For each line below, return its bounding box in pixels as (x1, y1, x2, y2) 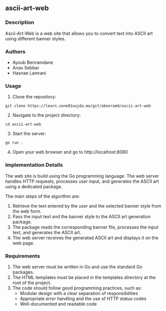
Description (5, 19, 34, 26)
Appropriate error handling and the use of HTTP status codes (19, 296, 146, 302)
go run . (5, 140, 23, 145)
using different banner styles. (5, 35, 66, 41)
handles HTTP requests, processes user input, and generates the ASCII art (5, 178, 159, 184)
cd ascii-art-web (5, 122, 41, 127)
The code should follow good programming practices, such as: (12, 285, 142, 291)
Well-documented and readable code (19, 301, 97, 307)
